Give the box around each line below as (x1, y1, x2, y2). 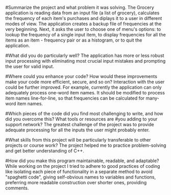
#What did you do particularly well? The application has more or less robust (5, 52, 164, 59)
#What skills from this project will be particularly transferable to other (5, 137, 151, 143)
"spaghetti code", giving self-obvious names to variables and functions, (5, 174, 156, 180)
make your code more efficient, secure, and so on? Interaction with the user (5, 79, 165, 85)
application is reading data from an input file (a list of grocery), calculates (5, 10, 160, 16)
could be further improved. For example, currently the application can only (5, 84, 162, 90)
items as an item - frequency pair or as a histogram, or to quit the (5, 37, 142, 43)
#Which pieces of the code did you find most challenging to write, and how (5, 110, 163, 116)
